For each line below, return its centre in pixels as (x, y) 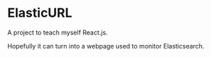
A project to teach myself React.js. (58, 32)
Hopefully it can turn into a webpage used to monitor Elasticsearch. (106, 46)
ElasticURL (40, 13)
